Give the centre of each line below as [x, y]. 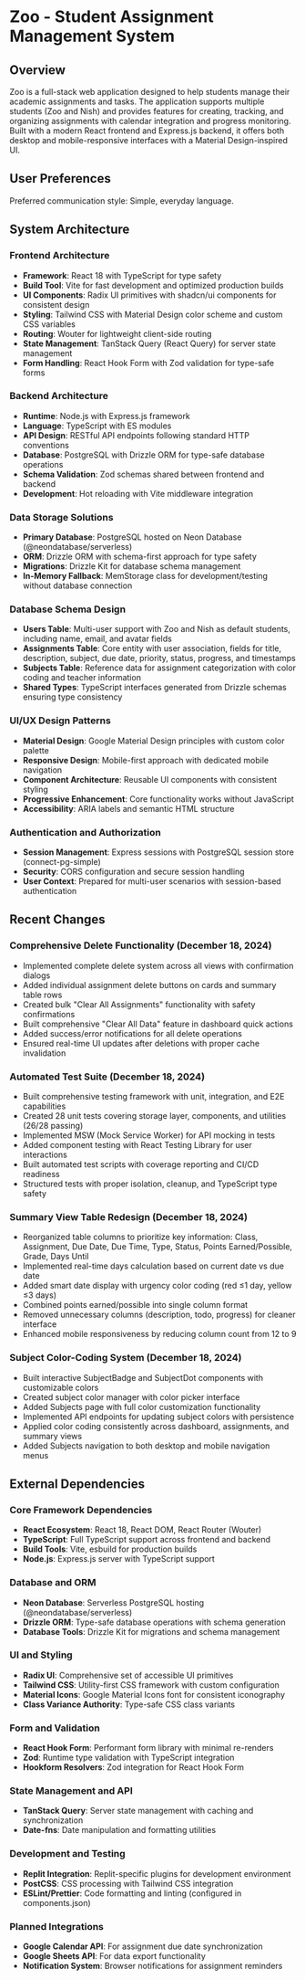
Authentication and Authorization [85, 832]
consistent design [56, 304]
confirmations [49, 1014]
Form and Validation [55, 1728]
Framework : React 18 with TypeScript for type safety [122, 275]
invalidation [44, 1053]
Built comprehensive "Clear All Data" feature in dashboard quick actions [158, 1024]
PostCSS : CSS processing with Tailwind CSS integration [128, 1883]
